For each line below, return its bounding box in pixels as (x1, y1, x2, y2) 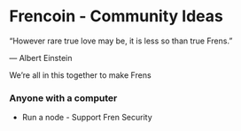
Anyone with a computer (9, 91, 118, 104)
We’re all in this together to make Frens (9, 69, 152, 81)
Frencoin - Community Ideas (9, 6, 223, 27)
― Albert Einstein (9, 52, 73, 63)
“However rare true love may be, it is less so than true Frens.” (9, 35, 233, 46)
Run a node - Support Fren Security (21, 112, 152, 123)
